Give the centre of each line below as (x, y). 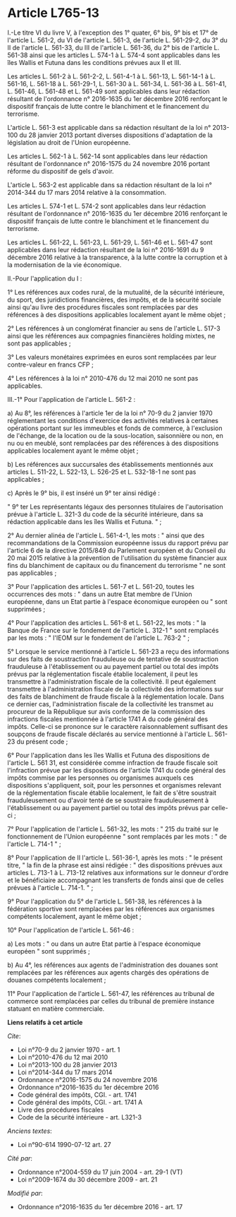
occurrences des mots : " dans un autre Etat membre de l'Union (100, 594)
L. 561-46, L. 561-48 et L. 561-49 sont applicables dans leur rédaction (108, 91)
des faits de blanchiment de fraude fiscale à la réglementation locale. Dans (116, 696)
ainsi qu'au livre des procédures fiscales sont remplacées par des (103, 307)
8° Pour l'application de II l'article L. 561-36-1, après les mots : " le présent (115, 857)
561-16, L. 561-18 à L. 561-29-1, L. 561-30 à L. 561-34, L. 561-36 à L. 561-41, (117, 83)
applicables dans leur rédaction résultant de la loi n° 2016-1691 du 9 (106, 249)
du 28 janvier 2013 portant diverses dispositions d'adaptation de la (116, 135)
